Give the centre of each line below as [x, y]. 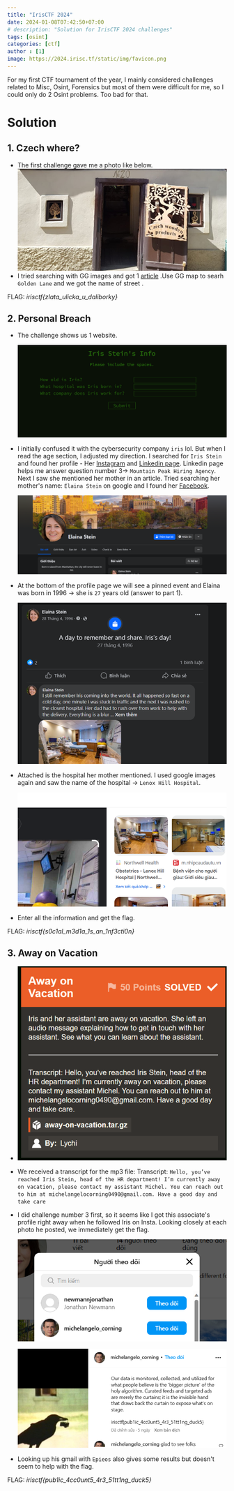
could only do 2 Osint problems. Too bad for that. [78, 94]
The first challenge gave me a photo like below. [85, 165]
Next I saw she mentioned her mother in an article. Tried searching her [119, 478]
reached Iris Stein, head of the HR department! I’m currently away [119, 1180]
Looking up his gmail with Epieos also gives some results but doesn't [116, 1459]
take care [32, 1202]
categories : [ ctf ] [34, 44]
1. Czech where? [44, 148]
